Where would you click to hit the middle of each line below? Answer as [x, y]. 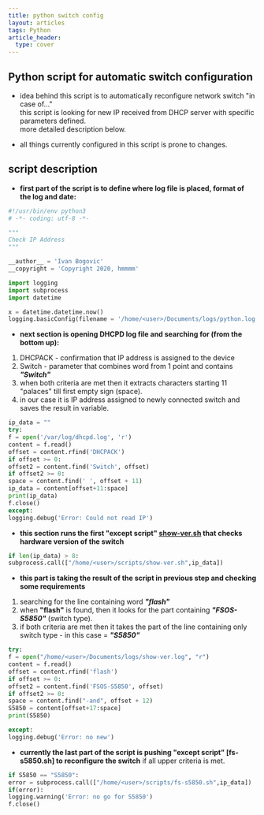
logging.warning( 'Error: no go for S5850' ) [81, 797]
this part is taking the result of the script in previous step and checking [138, 578]
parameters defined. [53, 121]
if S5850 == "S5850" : [44, 775]
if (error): [26, 790]
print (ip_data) [33, 496]
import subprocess [38, 290]
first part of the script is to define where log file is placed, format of [132, 188]
